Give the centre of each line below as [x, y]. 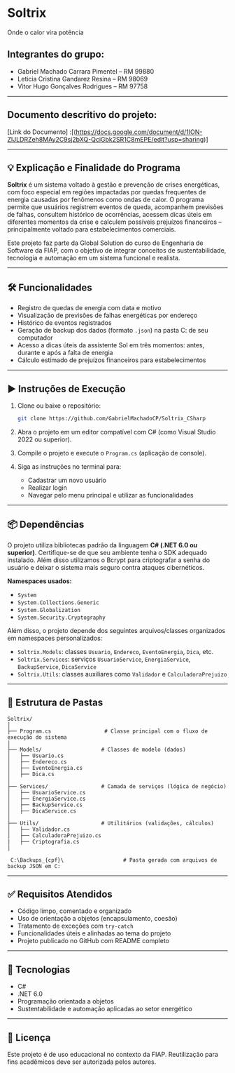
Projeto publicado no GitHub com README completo [93, 941]
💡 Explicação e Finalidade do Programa [94, 167]
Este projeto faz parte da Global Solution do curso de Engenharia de [105, 243]
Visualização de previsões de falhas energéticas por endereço [107, 315]
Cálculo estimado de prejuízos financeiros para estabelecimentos [112, 360]
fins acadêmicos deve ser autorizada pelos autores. [82, 1062]
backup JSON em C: [34, 866]
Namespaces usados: [40, 581]
